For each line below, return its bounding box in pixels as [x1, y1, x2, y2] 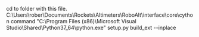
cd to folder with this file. [6, 5, 67, 12]
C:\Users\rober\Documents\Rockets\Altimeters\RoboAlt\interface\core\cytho [6, 11, 194, 18]
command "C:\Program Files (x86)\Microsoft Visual [11, 18, 137, 24]
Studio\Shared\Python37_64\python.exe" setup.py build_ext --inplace [6, 24, 176, 31]
